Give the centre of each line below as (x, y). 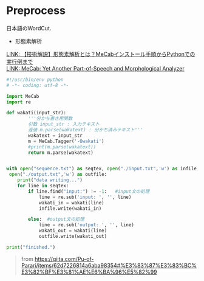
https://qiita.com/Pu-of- (64, 258)
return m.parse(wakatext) (61, 153)
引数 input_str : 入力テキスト (64, 124)
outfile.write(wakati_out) (73, 237)
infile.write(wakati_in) (70, 208)
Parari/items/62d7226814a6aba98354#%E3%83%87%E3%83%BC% (109, 265)
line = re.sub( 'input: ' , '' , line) (85, 197)
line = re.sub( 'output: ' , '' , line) (87, 225)
